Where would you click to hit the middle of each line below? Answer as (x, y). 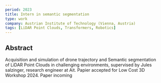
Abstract (19, 48)
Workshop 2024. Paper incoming (39, 75)
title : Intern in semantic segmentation (47, 14)
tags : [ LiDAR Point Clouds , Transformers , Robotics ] (60, 28)
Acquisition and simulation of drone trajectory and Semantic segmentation (81, 59)
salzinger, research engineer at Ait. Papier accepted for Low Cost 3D (75, 70)
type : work (16, 19)
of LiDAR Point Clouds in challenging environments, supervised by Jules (79, 65)
